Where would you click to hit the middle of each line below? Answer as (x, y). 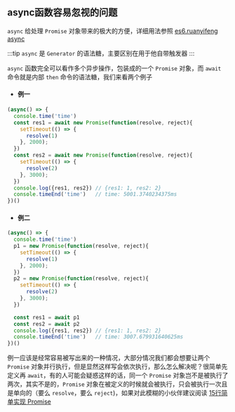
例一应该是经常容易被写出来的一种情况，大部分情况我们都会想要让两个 (109, 358)
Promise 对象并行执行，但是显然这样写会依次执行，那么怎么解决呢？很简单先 (117, 366)
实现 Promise (32, 401)
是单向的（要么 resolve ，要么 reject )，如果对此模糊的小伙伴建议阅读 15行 (114, 393)
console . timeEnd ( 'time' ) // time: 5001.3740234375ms (95, 194)
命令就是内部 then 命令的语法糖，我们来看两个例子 (80, 77)
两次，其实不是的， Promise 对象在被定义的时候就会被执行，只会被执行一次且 (117, 384)
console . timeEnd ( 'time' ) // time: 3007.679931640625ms (99, 337)
